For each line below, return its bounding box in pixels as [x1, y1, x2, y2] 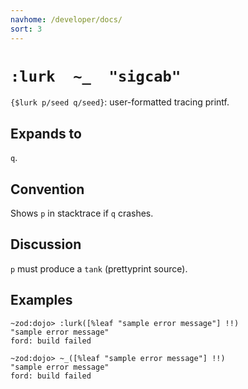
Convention [10, 181, 85, 198]
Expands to [10, 125, 82, 142]
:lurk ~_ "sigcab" [10, 67, 182, 86]
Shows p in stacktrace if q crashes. [10, 207, 154, 220]
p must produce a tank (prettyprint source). [10, 262, 188, 275]
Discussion [10, 236, 82, 253]
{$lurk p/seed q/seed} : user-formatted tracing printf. [10, 96, 230, 108]
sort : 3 [10, 24, 43, 34]
